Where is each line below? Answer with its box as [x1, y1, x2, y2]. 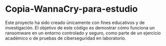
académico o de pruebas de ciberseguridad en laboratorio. [5, 35, 126, 41]
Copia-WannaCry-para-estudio [5, 3, 138, 15]
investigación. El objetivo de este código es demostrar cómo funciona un [5, 24, 155, 30]
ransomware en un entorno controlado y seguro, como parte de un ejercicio [5, 30, 161, 36]
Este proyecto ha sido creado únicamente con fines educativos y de [5, 20, 145, 25]
